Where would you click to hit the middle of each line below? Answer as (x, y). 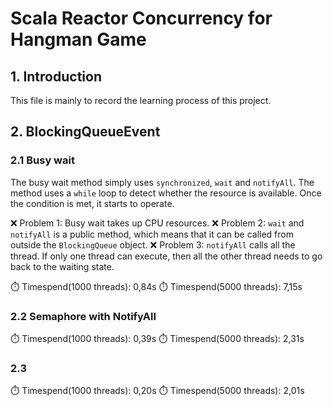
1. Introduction (56, 76)
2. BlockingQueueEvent (85, 132)
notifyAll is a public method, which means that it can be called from (152, 234)
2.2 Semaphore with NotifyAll (83, 316)
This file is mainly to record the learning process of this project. (141, 100)
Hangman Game (78, 39)
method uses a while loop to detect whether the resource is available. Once (166, 193)
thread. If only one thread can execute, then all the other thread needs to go (166, 256)
